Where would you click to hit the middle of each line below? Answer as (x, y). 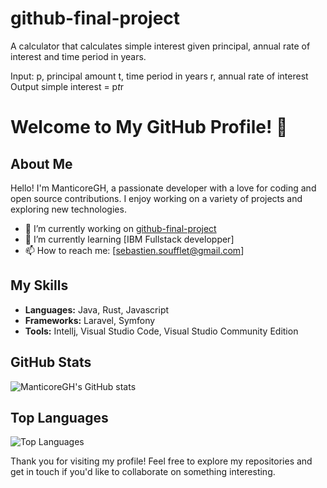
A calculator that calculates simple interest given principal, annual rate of (160, 46)
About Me (41, 163)
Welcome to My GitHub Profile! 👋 (149, 127)
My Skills (39, 285)
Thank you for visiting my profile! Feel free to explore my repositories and (161, 461)
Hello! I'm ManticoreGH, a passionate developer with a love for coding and (163, 188)
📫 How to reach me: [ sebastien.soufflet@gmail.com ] (134, 250)
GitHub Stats (51, 362)
